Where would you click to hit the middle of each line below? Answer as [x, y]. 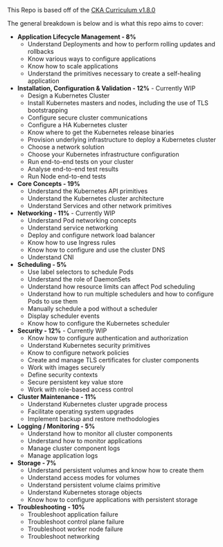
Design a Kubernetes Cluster [69, 95]
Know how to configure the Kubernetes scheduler [98, 323]
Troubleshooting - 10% [51, 507]
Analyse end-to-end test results [73, 169]
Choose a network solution [66, 147]
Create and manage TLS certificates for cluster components [113, 360]
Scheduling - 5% [42, 265]
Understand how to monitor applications [85, 441]
